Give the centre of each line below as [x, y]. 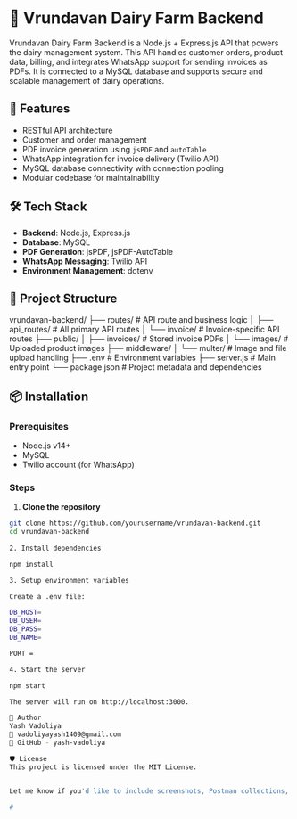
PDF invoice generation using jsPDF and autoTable [114, 149]
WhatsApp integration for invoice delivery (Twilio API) [120, 159]
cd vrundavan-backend [49, 532]
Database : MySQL [56, 242]
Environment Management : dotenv [87, 270]
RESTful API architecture [67, 130]
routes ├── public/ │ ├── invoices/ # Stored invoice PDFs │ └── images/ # [149, 339]
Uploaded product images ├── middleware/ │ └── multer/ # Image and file [148, 348]
